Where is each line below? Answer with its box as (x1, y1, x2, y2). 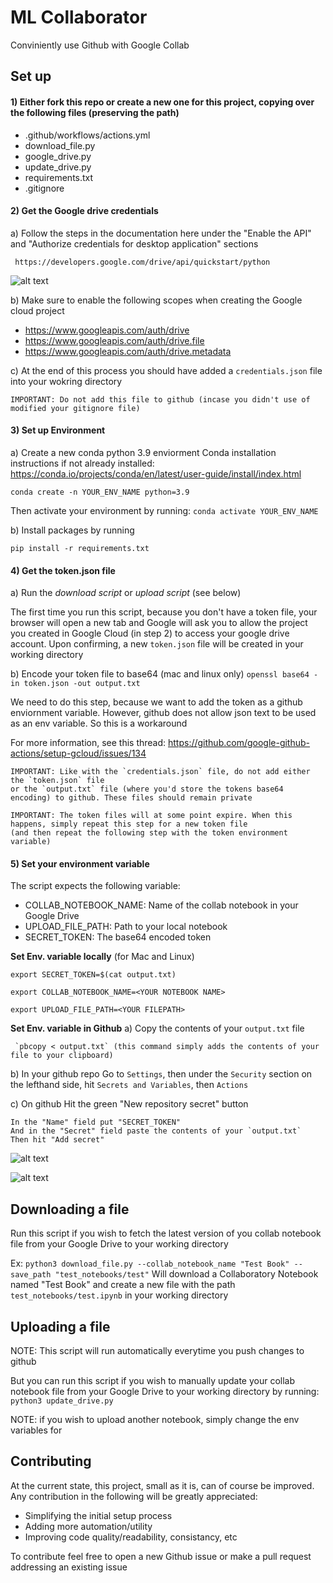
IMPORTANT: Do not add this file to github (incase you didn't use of (10, 394, 311, 405)
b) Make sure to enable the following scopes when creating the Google (10, 294, 303, 306)
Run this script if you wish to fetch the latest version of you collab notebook (10, 1227, 322, 1240)
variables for (10, 1424, 63, 1436)
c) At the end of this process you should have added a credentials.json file (10, 364, 323, 376)
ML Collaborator (10, 6, 148, 29)
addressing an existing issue (10, 1561, 128, 1573)
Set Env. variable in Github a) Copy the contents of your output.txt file (10, 1022, 305, 1035)
